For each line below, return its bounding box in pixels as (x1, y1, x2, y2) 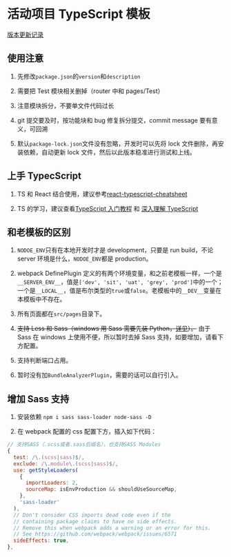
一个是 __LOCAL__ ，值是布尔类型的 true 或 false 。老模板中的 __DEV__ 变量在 (17, 287, 222, 295)
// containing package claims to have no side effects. (13, 518, 177, 525)
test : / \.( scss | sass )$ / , (13, 454, 85, 460)
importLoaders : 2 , (25, 480, 79, 487)
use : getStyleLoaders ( (13, 467, 79, 474)
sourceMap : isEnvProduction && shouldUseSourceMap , (25, 486, 177, 493)
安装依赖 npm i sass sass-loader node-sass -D (17, 413, 152, 421)
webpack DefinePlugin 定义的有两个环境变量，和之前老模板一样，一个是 (17, 270, 222, 278)
